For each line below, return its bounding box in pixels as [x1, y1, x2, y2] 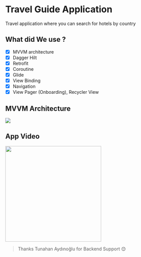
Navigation [12, 83, 36, 90]
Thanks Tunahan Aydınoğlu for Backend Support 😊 [17, 246, 126, 252]
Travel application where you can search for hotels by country [5, 20, 136, 27]
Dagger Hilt [12, 55, 37, 61]
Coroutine [12, 66, 34, 72]
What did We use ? [5, 35, 66, 44]
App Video [5, 132, 40, 141]
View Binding [12, 78, 41, 84]
